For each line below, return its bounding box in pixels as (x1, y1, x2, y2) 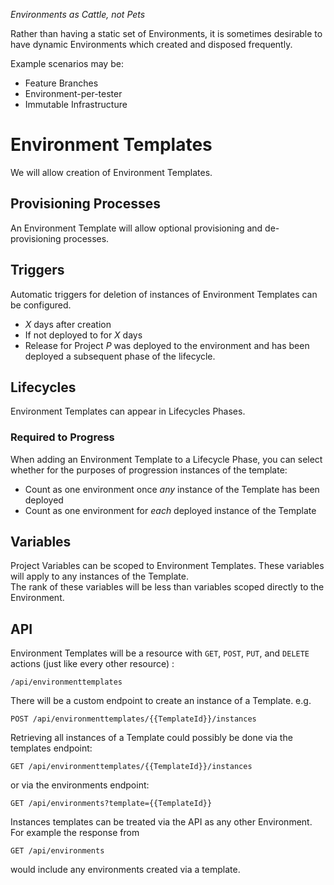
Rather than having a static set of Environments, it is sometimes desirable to (10, 28, 323, 39)
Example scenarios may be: (10, 58, 124, 69)
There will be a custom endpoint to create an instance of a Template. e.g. (10, 695, 312, 707)
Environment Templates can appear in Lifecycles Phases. (10, 405, 246, 418)
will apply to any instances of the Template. (10, 570, 189, 583)
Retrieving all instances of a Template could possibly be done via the (10, 732, 293, 744)
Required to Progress (10, 430, 115, 444)
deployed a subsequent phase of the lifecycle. (24, 350, 216, 362)
